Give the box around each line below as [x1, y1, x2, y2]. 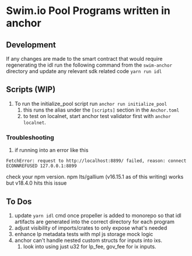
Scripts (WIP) [6, 85, 56, 95]
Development [6, 40, 57, 50]
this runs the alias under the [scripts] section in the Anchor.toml [23, 106, 180, 113]
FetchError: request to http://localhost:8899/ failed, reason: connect [6, 158, 187, 164]
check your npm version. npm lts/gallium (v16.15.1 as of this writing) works [6, 174, 184, 181]
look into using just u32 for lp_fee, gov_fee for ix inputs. [23, 243, 156, 250]
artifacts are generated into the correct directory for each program [14, 218, 175, 225]
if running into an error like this [14, 147, 89, 154]
